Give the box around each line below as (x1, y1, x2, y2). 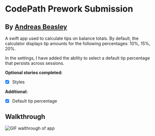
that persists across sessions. (5, 60, 65, 66)
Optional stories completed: (5, 70, 63, 76)
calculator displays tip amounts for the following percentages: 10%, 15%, (5, 41, 151, 46)
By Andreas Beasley (5, 23, 68, 31)
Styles (12, 79, 25, 85)
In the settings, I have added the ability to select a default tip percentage (5, 55, 150, 61)
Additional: (5, 89, 28, 95)
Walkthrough (5, 112, 45, 121)
